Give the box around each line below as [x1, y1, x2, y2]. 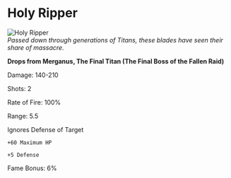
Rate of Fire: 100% [7, 97, 61, 107]
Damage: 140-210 [7, 71, 59, 79]
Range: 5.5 [7, 112, 39, 120]
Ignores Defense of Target [7, 125, 84, 133]
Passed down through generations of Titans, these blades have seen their [7, 35, 224, 44]
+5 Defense [7, 151, 40, 158]
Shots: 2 [7, 84, 32, 93]
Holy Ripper [7, 5, 78, 21]
